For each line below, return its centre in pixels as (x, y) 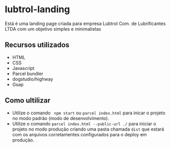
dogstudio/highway (33, 79)
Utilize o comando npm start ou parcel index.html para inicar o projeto (89, 113)
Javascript (23, 68)
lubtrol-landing (37, 9)
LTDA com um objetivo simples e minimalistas (53, 29)
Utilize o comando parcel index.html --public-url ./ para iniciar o (84, 124)
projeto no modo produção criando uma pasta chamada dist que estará (88, 129)
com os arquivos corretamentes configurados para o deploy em (79, 134)
